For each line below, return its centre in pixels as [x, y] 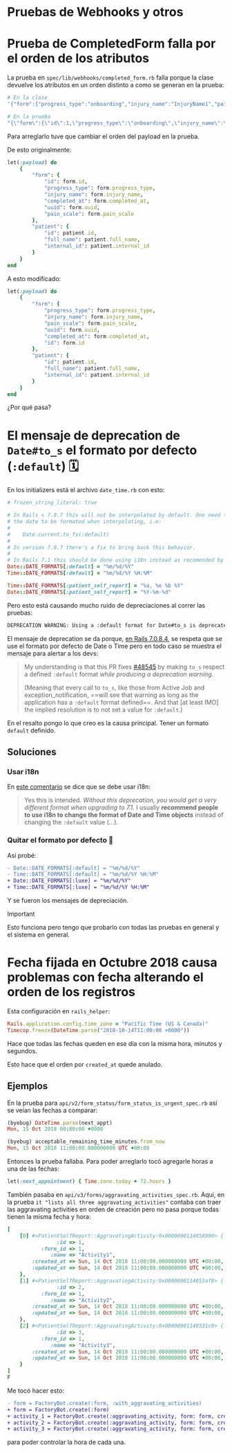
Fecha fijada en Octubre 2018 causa [112, 963]
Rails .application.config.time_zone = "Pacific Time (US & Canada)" [108, 1024]
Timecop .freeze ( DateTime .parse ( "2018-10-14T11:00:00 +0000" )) [98, 1030]
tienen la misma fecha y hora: [49, 1216]
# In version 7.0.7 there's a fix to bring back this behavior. [101, 548]
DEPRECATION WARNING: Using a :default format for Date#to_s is [101, 625]
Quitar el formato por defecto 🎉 [60, 840]
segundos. [22, 1051]
